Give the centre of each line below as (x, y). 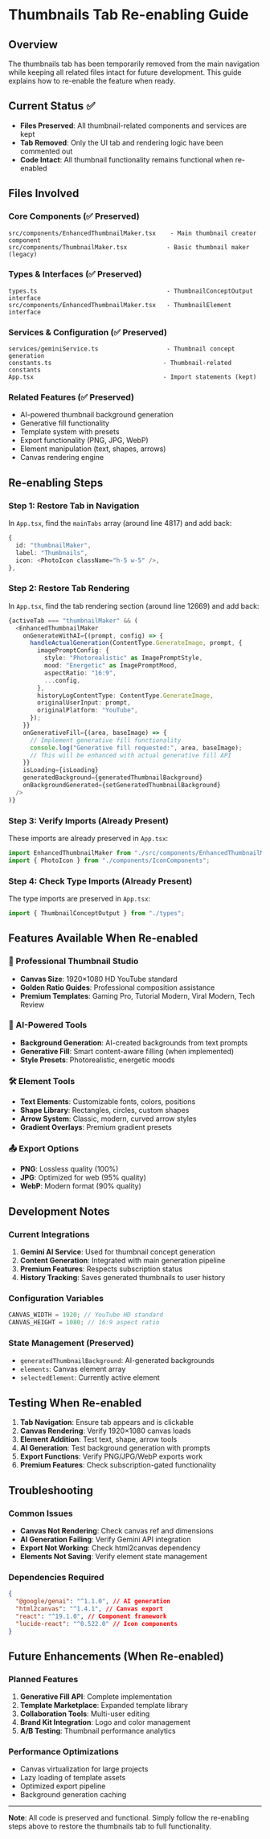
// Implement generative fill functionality (105, 740)
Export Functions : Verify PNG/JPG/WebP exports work (111, 1456)
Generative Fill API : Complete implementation (96, 1697)
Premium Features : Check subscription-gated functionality (118, 1465)
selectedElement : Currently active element (90, 1377)
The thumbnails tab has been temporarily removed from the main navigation (134, 64)
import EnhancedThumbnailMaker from (70, 853)
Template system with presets (70, 432)
